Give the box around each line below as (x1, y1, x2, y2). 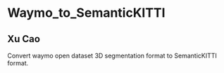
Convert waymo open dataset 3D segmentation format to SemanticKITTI (7, 51, 217, 60)
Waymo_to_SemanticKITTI (7, 5, 166, 21)
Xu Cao (7, 33, 41, 45)
